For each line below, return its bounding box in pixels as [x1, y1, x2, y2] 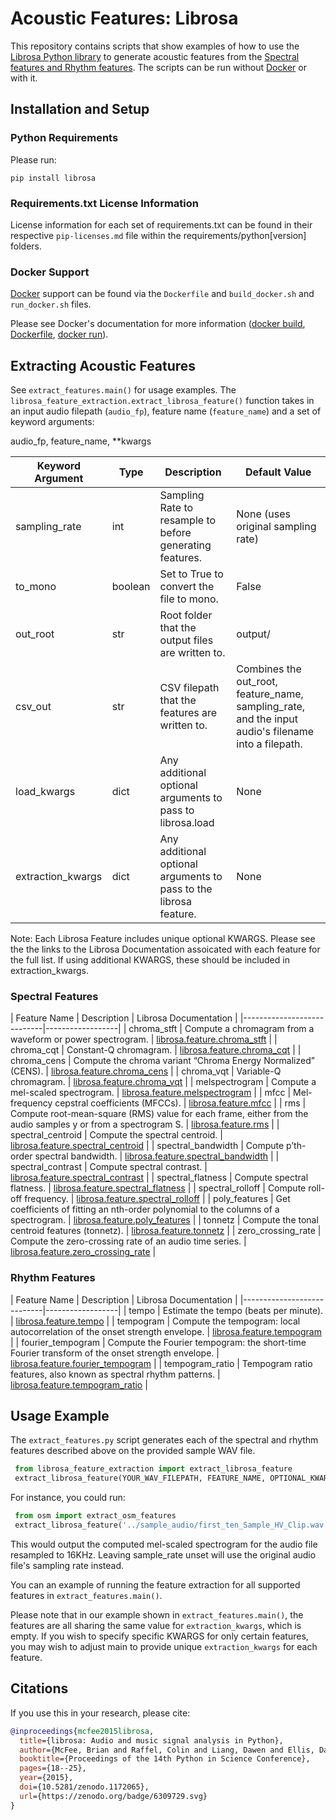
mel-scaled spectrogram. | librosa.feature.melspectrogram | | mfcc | [10, 1087, 292, 1099]
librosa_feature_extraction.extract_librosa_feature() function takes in [10, 395, 315, 407]
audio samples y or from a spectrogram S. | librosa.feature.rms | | [10, 1118, 280, 1131]
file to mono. [159, 592, 219, 606]
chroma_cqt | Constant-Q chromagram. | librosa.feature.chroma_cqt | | [10, 1044, 302, 1056]
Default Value [245, 465, 312, 479]
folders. [10, 240, 42, 252]
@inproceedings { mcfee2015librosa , [10, 1726, 155, 1736]
